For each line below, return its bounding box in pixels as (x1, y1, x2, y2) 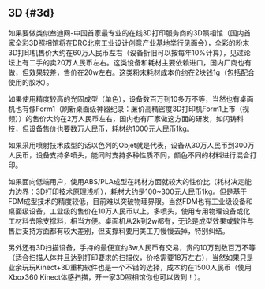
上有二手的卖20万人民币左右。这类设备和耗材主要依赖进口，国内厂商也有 (14, 57, 252, 67)
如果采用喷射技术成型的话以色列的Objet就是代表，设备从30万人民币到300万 (8, 140, 255, 150)
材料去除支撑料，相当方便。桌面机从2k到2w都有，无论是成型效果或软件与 (14, 216, 255, 225)
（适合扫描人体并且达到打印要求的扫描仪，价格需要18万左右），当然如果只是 (8, 252, 254, 262)
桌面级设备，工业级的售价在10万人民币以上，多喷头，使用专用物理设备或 (8, 206, 244, 216)
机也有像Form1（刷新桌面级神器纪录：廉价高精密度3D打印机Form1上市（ (8, 104, 243, 113)
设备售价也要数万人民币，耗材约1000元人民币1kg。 (28, 124, 194, 133)
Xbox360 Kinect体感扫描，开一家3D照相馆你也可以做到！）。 (8, 272, 205, 282)
